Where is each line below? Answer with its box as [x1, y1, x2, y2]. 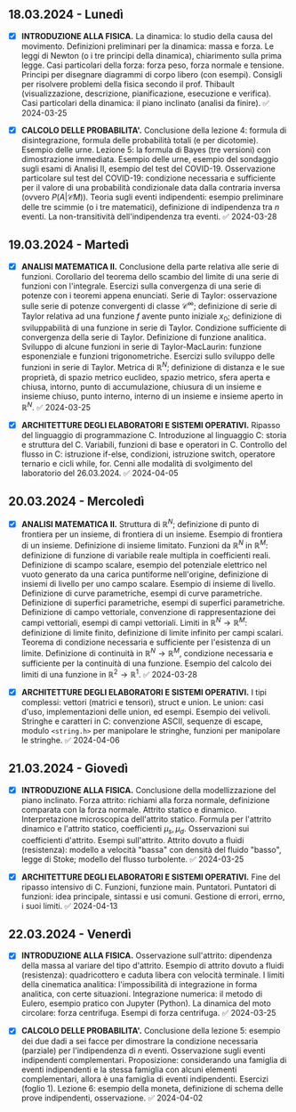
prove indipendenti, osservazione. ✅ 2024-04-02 [20, 1092, 204, 1103]
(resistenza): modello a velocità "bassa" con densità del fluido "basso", [20, 844, 282, 855]
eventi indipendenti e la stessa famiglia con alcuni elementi [20, 1064, 237, 1075]
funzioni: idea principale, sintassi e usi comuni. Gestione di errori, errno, [20, 890, 285, 902]
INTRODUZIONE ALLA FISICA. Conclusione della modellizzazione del [20, 784, 276, 795]
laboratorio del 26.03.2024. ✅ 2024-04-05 [20, 467, 179, 478]
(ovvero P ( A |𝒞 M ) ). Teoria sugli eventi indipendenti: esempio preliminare [20, 191, 284, 202]
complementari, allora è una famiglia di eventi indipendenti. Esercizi [20, 1073, 268, 1084]
